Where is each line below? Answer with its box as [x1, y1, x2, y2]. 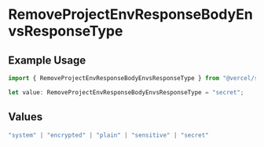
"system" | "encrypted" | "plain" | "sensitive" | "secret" [8, 131, 210, 139]
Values [8, 110, 43, 123]
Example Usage [8, 53, 86, 67]
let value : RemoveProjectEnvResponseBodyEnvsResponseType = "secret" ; [8, 88, 244, 96]
